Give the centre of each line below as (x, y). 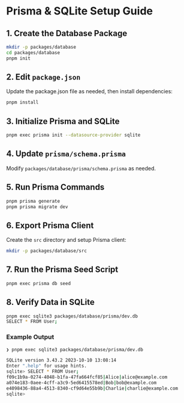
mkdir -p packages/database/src (46, 251)
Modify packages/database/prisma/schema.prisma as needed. (81, 168)
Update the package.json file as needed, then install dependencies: (89, 91)
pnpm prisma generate (33, 201)
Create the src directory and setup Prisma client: (67, 240)
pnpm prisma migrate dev (37, 207)
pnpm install (22, 103)
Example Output (30, 337)
